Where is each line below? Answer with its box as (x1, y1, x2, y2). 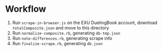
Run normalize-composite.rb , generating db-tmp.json (12, 30, 121, 36)
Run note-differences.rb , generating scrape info (12, 35, 113, 41)
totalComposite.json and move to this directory (12, 25, 110, 30)
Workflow (5, 3, 46, 15)
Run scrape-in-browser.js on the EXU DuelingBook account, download (12, 20, 158, 25)
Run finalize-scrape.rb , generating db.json (12, 40, 103, 46)
